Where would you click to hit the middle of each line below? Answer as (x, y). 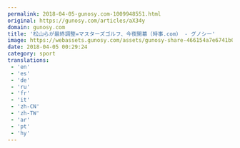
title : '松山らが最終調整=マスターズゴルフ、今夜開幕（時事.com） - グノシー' (111, 34)
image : (17, 41)
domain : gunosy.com (36, 27)
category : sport (31, 54)
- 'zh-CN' (25, 107)
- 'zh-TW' (25, 113)
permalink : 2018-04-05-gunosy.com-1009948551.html (84, 14)
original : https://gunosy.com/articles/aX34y (76, 21)
